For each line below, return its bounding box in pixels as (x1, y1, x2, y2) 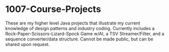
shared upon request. (5, 41, 50, 47)
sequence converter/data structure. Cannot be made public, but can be (5, 36, 154, 42)
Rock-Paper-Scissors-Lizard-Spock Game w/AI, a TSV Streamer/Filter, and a (5, 30, 164, 36)
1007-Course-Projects (5, 3, 101, 15)
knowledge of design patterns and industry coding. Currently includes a (5, 25, 155, 31)
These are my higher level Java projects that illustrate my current (5, 20, 140, 26)
